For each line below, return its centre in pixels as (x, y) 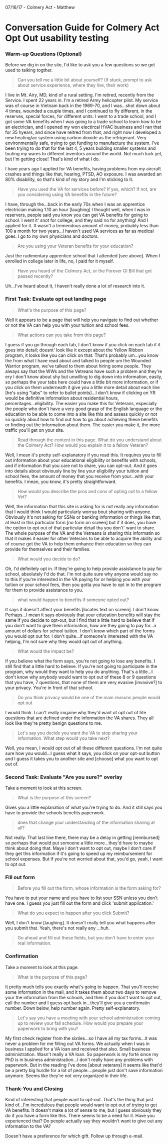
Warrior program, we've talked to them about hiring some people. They (78, 366)
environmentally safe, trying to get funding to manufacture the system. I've (82, 143)
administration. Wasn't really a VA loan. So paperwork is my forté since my (82, 1054)
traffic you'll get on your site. (35, 430)
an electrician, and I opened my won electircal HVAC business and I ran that (83, 127)
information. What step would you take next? (63, 738)
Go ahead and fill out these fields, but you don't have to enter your (86, 938)
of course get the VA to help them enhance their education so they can (78, 544)
